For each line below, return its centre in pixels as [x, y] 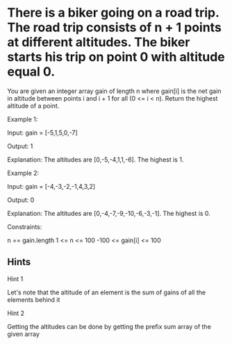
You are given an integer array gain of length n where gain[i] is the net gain [114, 91]
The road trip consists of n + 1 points [115, 27]
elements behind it [34, 299]
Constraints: [25, 226]
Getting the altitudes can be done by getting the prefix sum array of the [109, 326]
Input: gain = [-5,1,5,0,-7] [42, 133]
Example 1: [23, 119]
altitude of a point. [33, 106]
